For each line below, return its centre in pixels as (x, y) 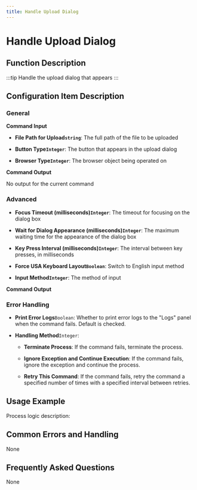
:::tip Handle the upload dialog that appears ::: (62, 77)
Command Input (27, 126)
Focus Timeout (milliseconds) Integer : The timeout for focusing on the (102, 212)
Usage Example (36, 401)
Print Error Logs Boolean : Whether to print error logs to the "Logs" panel (103, 317)
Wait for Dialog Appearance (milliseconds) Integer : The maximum (97, 230)
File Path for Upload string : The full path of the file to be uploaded (96, 138)
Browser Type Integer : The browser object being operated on (91, 161)
